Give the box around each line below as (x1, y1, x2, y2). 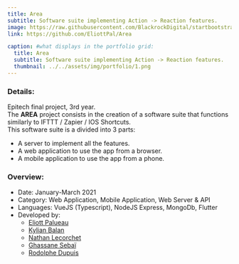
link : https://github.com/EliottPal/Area (7, 30, 132, 38)
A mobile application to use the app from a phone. (17, 154, 165, 163)
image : (7, 23, 27, 31)
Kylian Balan (28, 226, 65, 235)
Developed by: (17, 211, 60, 219)
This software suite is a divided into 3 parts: (7, 125, 136, 134)
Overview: (7, 171, 44, 181)
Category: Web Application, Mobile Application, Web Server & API (17, 196, 211, 204)
